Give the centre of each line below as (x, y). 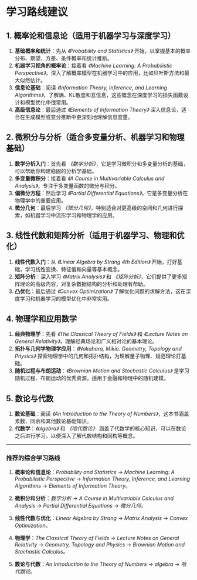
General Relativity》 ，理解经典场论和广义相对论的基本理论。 (86, 341)
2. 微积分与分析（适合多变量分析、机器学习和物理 (95, 137)
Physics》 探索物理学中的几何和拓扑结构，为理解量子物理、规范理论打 (98, 356)
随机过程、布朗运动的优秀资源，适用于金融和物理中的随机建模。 (91, 378)
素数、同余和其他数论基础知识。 (53, 421)
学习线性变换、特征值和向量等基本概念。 (74, 269)
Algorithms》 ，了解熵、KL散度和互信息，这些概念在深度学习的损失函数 (99, 95)
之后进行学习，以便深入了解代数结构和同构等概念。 (76, 436)
